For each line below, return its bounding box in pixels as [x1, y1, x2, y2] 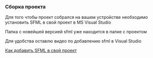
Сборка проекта [5, 3, 46, 10]
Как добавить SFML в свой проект [5, 47, 77, 54]
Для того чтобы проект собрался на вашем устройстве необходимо [5, 14, 148, 20]
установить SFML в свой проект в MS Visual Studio [5, 19, 111, 25]
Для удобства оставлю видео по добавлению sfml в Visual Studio [5, 38, 142, 44]
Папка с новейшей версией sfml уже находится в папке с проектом [5, 29, 147, 35]
